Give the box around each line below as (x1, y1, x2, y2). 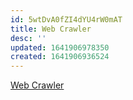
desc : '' (10, 33, 47, 43)
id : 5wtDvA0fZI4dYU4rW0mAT (10, 14, 123, 25)
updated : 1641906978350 (10, 42, 110, 53)
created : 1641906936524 (10, 52, 110, 62)
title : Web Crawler (10, 24, 92, 34)
